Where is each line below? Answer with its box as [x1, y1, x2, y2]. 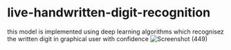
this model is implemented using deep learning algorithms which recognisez [7, 27, 225, 36]
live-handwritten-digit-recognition [7, 5, 211, 21]
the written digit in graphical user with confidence [7, 34, 149, 42]
